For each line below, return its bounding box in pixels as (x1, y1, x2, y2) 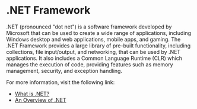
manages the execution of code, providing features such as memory (6, 60, 173, 68)
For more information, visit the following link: (6, 78, 115, 86)
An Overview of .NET (14, 96, 66, 104)
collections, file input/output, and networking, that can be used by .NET (6, 48, 181, 55)
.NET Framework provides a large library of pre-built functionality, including (6, 42, 191, 49)
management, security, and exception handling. (6, 67, 123, 74)
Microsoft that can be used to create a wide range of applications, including (6, 29, 192, 36)
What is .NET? (14, 90, 50, 97)
